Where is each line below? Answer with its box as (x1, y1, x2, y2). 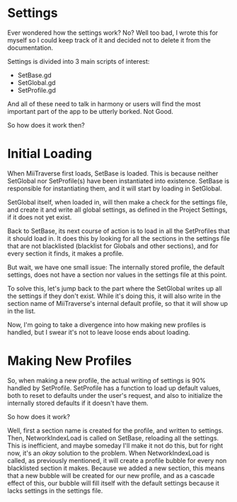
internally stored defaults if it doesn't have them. (7, 399, 149, 407)
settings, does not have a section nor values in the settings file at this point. (7, 270, 228, 279)
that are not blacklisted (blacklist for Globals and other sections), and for (7, 241, 219, 250)
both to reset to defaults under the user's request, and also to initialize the (7, 391, 223, 399)
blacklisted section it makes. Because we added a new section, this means (7, 464, 225, 472)
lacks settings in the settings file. (7, 486, 103, 495)
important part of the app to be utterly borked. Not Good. (7, 107, 173, 115)
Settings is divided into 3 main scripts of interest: (7, 57, 150, 65)
